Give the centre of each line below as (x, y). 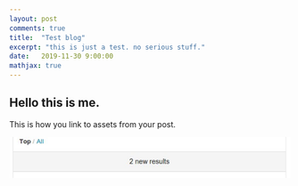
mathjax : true (36, 66)
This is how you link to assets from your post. (93, 124)
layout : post (33, 19)
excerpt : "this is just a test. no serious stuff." (107, 47)
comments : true (37, 28)
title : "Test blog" (48, 37)
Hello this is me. (54, 103)
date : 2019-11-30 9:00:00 (62, 57)
